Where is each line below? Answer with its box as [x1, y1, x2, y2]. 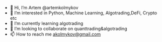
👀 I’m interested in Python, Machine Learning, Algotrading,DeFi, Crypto [10, 10, 157, 16]
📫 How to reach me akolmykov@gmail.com [10, 31, 101, 37]
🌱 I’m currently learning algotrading [10, 20, 84, 26]
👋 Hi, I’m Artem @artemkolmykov [10, 5, 79, 10]
